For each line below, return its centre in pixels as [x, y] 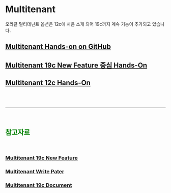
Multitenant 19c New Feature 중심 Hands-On [76, 65]
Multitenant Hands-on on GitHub [58, 47]
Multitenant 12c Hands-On [48, 83]
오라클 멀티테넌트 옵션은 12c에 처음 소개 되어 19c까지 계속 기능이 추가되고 [78, 24]
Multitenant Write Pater [35, 172]
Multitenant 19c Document [39, 185]
